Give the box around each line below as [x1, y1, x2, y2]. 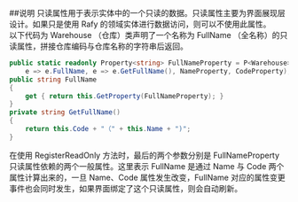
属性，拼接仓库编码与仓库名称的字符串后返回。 [16, 41, 188, 51]
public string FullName [9, 74, 98, 84]
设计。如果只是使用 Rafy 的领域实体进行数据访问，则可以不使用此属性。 [9, 19, 271, 29]
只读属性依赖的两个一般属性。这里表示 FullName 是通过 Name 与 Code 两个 [9, 160, 285, 171]
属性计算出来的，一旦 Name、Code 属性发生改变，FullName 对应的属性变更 [9, 172, 286, 183]
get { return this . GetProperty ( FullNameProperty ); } [25, 91, 224, 100]
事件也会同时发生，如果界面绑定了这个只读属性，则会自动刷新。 [9, 183, 242, 193]
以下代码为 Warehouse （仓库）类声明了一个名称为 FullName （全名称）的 [9, 30, 281, 40]
